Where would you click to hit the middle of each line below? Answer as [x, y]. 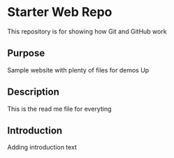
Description [33, 92]
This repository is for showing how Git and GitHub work [87, 31]
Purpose [26, 53]
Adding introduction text [42, 148]
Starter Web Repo [60, 12]
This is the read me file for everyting [59, 109]
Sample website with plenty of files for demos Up [78, 70]
